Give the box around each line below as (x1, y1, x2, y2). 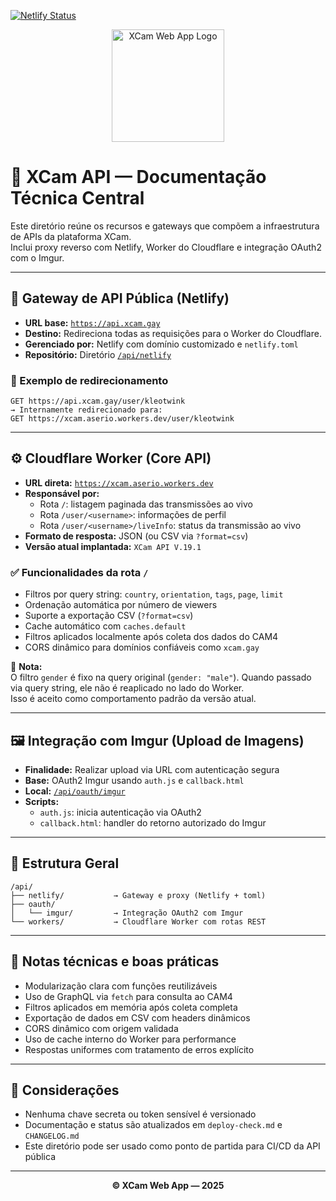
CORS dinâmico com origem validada (24, 1022, 179, 1034)
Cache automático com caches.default (24, 620, 187, 632)
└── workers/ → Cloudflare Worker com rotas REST (10, 916, 267, 927)
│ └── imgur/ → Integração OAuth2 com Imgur (10, 908, 244, 918)
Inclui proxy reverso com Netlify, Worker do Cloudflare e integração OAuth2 (10, 241, 322, 253)
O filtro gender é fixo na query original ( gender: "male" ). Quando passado (10, 671, 312, 684)
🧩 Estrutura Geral (10, 855, 120, 872)
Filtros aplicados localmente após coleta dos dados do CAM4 (24, 631, 279, 643)
